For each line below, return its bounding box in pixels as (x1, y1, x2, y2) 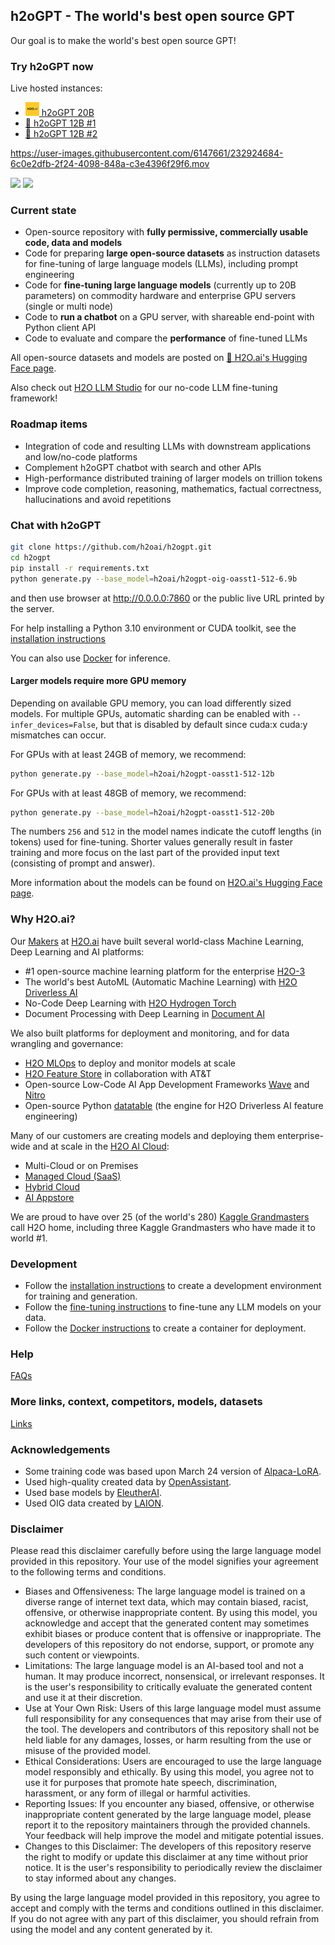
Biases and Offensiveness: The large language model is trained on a (24, 1585, 306, 1598)
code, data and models (24, 237, 123, 249)
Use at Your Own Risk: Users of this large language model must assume (24, 1702, 322, 1714)
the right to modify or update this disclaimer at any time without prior (24, 1851, 309, 1863)
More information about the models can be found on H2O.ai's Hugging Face (10, 877, 323, 889)
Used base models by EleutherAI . (24, 1486, 163, 1498)
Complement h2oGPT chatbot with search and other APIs (24, 461, 262, 473)
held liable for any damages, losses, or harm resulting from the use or (24, 1734, 312, 1746)
